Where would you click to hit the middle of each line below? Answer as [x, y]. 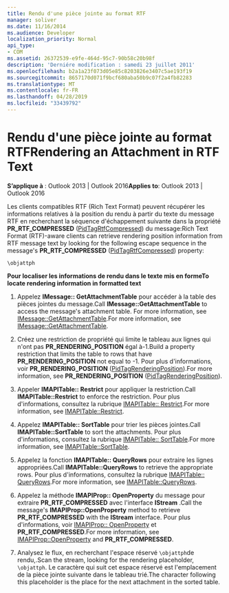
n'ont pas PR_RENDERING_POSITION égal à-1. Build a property [106, 346]
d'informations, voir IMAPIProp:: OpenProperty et [87, 524]
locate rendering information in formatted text [74, 283]
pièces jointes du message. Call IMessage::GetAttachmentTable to [112, 303]
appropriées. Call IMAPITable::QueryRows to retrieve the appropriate [115, 467]
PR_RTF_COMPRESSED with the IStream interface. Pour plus [104, 517]
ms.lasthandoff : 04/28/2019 [47, 97]
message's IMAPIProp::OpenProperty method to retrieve [99, 510]
